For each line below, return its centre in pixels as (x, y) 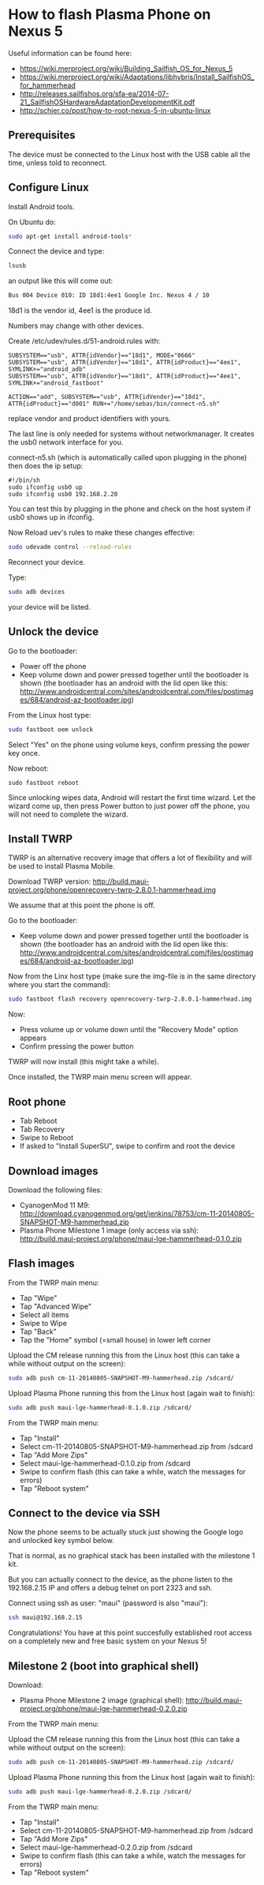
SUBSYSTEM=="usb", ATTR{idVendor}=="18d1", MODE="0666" (102, 356)
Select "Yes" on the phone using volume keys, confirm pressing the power (129, 745)
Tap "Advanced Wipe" (56, 1306)
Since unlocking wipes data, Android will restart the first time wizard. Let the (132, 797)
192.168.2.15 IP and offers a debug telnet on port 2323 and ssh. (110, 1588)
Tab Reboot (38, 1121)
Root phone (37, 1102)
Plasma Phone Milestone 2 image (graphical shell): (102, 1700)
